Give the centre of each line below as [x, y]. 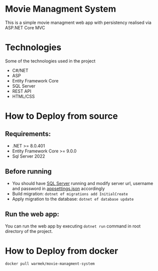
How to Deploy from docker [62, 251]
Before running [29, 172]
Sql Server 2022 [29, 156]
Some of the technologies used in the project [50, 61]
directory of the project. [29, 231]
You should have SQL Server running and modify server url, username [83, 183]
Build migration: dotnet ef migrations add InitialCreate [70, 193]
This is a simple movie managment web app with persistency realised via [78, 22]
